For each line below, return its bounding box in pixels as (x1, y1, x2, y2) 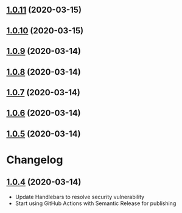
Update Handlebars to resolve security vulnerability (15, 193, 145, 200)
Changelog (6, 153, 63, 166)
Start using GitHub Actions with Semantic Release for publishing (15, 200, 177, 207)
